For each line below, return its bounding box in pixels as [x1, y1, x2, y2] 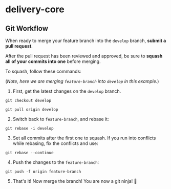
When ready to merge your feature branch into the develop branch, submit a [5, 37, 166, 44]
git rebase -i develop [5, 126, 54, 131]
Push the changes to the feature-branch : [12, 159, 99, 165]
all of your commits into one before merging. [5, 58, 101, 65]
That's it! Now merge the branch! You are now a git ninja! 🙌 [12, 178, 137, 184]
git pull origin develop [5, 107, 58, 112]
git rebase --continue [5, 150, 54, 155]
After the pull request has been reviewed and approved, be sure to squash [5, 53, 163, 59]
